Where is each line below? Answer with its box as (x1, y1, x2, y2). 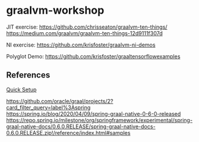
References (6, 70, 50, 81)
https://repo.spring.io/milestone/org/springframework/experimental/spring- (6, 116, 193, 124)
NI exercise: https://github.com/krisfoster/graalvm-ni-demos (6, 41, 156, 48)
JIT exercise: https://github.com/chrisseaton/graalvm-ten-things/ (6, 23, 168, 30)
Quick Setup (6, 86, 37, 93)
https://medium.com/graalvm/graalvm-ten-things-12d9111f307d (6, 29, 163, 36)
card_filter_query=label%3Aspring (6, 104, 91, 111)
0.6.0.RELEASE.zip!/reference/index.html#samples (6, 129, 131, 136)
